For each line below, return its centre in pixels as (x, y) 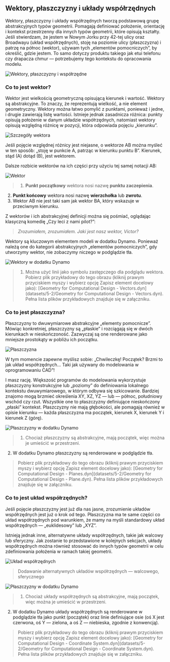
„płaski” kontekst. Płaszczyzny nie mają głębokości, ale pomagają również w (85, 407)
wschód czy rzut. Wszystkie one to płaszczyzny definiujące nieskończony (83, 402)
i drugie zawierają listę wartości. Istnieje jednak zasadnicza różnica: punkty (84, 115)
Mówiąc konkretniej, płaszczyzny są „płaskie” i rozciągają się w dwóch (79, 329)
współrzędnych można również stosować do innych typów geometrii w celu (84, 546)
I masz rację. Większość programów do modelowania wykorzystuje (76, 380)
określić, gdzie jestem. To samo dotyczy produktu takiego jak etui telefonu (83, 53)
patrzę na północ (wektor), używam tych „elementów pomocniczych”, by (81, 47)
